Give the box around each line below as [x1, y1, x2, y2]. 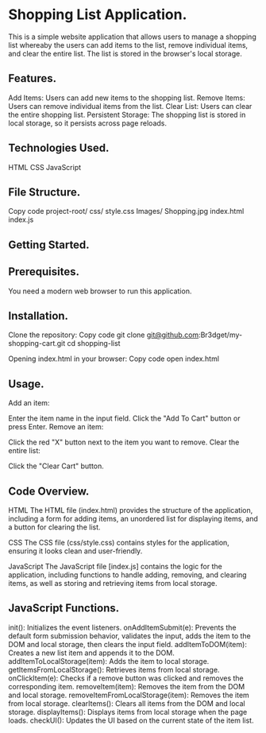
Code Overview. [8, 484, 90, 498]
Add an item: [8, 398, 50, 408]
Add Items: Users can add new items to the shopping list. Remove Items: [8, 93, 245, 103]
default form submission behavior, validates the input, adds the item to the [8, 630, 252, 641]
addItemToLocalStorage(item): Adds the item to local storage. [8, 656, 210, 665]
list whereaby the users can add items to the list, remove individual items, [8, 40, 249, 49]
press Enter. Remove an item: [8, 422, 104, 432]
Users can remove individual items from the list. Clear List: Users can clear [8, 101, 253, 111]
